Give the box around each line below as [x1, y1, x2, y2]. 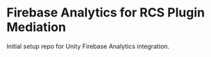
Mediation [6, 19, 67, 35]
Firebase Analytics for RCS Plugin [6, 5, 205, 21]
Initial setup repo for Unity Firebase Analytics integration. [6, 42, 169, 50]
